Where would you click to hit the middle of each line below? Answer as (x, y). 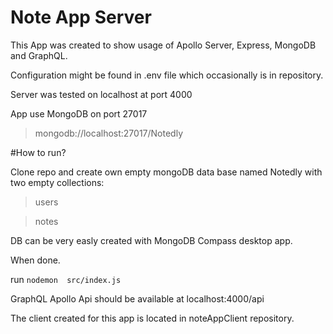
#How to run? (38, 152)
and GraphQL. (39, 55)
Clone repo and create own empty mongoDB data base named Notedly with (166, 172)
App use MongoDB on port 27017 (79, 113)
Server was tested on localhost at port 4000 (101, 94)
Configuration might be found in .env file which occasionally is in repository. (167, 75)
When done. (35, 260)
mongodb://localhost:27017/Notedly (109, 133)
